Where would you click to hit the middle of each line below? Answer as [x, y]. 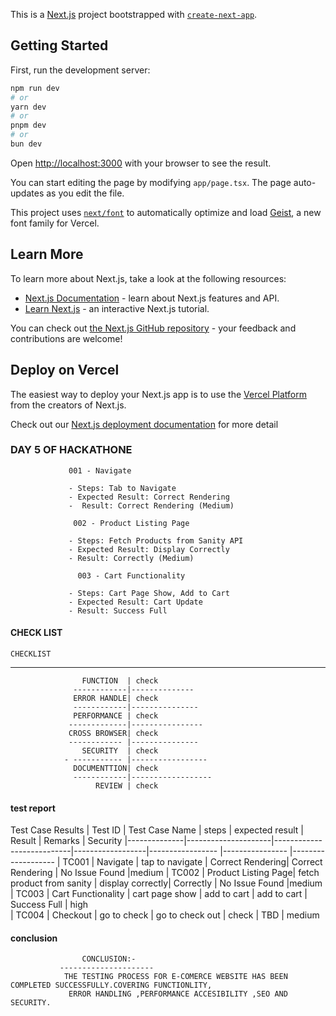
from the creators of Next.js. [68, 405]
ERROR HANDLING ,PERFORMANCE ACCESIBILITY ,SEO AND [178, 994]
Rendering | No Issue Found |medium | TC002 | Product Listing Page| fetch [165, 873]
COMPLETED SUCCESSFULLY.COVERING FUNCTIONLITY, [111, 985]
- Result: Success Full [118, 610]
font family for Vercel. [55, 223]
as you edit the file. [85, 193]
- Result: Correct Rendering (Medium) [151, 505]
